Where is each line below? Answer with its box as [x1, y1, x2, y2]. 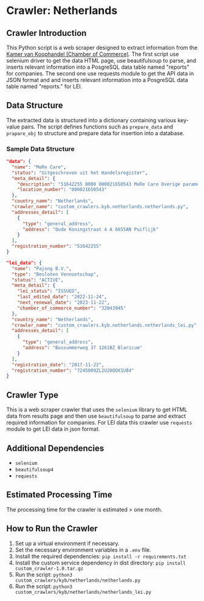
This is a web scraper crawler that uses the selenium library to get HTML [6, 406, 188, 414]
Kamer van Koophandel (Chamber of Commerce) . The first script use [6, 50, 179, 58]
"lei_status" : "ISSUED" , [17, 288, 80, 294]
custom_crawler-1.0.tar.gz [15, 565, 84, 572]
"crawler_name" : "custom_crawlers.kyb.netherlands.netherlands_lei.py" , [12, 322, 200, 328]
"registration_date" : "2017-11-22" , [12, 361, 104, 368]
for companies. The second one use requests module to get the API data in [6, 70, 194, 77]
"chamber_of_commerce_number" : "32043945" [17, 305, 126, 311]
